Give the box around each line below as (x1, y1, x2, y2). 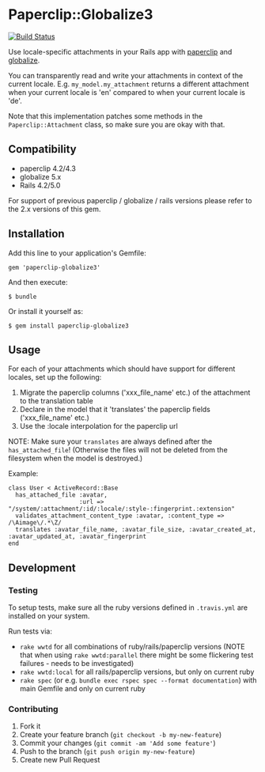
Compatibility (8, 142, 77, 156)
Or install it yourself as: (8, 306, 83, 316)
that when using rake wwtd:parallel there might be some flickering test (19, 650, 254, 660)
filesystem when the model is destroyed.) (8, 453, 143, 464)
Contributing (8, 703, 59, 714)
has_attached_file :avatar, (15, 491, 108, 499)
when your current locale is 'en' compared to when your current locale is (8, 87, 245, 96)
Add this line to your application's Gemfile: (8, 248, 146, 258)
